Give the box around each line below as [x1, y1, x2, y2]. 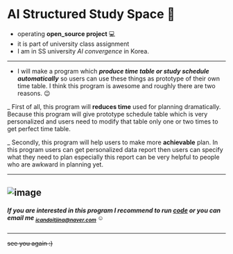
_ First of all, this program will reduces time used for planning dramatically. [7, 102, 221, 110]
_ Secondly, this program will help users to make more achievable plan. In [7, 138, 218, 146]
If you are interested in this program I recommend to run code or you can [7, 206, 221, 214]
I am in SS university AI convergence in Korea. [17, 46, 150, 55]
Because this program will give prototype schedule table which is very [7, 110, 208, 118]
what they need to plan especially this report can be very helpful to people [7, 153, 220, 161]
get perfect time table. [7, 124, 71, 133]
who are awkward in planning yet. [7, 160, 104, 169]
